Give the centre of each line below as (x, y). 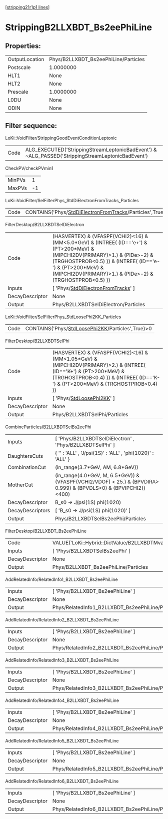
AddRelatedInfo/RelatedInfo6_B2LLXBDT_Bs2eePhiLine (62, 781)
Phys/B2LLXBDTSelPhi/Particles (90, 414)
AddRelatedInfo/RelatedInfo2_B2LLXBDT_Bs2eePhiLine (62, 619)
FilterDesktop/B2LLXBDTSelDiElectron (45, 224)
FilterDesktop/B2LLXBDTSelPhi (37, 341)
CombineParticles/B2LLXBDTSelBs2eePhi (48, 427)
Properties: (23, 46)
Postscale (19, 67)
